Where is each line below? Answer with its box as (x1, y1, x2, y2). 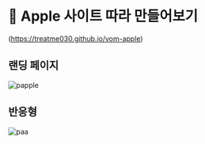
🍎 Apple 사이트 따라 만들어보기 (8, 7, 198, 25)
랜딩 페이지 (8, 59, 59, 72)
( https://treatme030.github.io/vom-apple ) (8, 33, 144, 44)
